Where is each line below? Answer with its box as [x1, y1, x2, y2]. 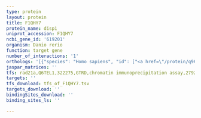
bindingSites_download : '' [6, 92, 74, 98]
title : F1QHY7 [6, 20, 42, 26]
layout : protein [6, 14, 47, 20]
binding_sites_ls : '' [6, 97, 60, 103]
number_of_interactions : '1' [6, 53, 79, 59]
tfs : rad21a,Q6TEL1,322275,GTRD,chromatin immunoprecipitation [6, 70, 167, 76]
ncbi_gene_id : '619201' [6, 36, 66, 42]
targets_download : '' [6, 86, 60, 92]
